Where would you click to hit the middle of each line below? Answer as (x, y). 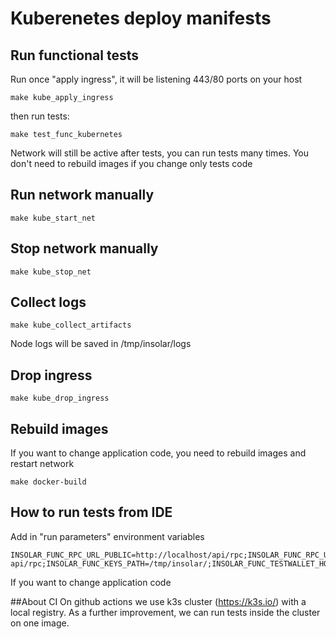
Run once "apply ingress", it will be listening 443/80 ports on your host (156, 79)
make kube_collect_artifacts (71, 325)
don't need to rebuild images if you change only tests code (131, 163)
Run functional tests (75, 55)
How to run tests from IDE (91, 512)
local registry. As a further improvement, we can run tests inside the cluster (165, 612)
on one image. (40, 623)
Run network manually (82, 195)
